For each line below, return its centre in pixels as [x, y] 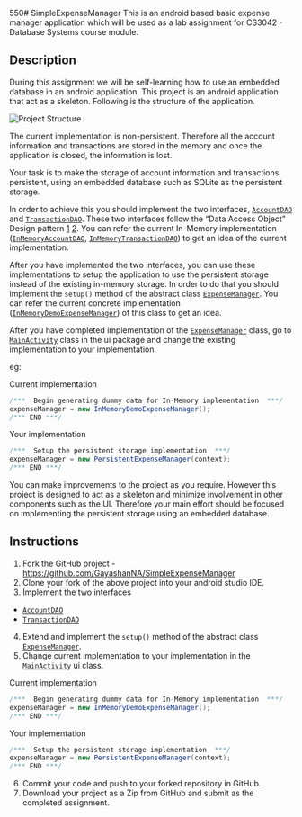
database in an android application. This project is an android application [144, 91]
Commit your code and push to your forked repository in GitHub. [142, 784]
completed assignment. [66, 803]
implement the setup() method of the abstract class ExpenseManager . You [144, 293]
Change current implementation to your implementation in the [136, 655]
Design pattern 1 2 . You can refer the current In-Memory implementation [143, 228]
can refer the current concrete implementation [95, 303]
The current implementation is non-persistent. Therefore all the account [142, 136]
